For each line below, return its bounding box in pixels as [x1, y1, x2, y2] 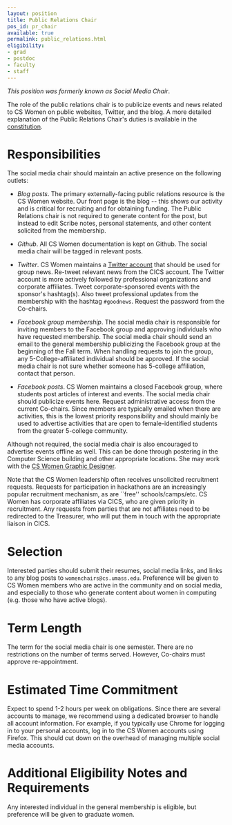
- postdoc [7, 55, 36, 62]
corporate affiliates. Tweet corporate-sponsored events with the [17, 282, 200, 291]
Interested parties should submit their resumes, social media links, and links [7, 567, 223, 575]
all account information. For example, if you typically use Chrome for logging [7, 719, 225, 728]
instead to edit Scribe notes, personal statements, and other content [17, 219, 212, 228]
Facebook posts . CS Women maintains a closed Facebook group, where [17, 382, 223, 391]
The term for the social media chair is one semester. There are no [7, 643, 193, 651]
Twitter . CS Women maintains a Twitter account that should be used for [17, 260, 221, 269]
